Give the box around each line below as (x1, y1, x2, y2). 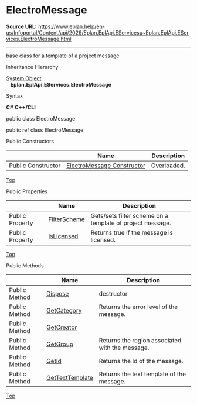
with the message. (98, 344, 150, 352)
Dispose (46, 289, 69, 297)
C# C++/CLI (6, 104, 36, 111)
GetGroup (46, 340, 73, 348)
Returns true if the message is (90, 228, 173, 236)
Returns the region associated (98, 336, 182, 344)
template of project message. (90, 219, 171, 227)
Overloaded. (151, 162, 186, 170)
